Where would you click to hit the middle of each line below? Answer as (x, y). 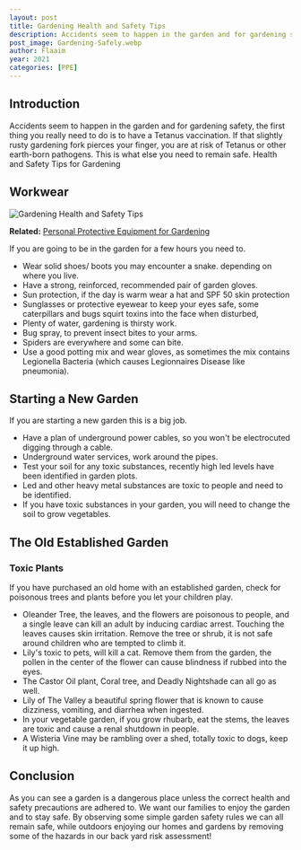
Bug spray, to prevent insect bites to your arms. (110, 332)
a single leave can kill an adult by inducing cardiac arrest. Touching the (153, 624)
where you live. (50, 276)
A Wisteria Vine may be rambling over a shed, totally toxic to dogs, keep (155, 738)
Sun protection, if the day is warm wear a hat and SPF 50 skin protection (156, 294)
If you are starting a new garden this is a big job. (99, 421)
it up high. (41, 748)
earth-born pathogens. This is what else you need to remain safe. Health (143, 154)
